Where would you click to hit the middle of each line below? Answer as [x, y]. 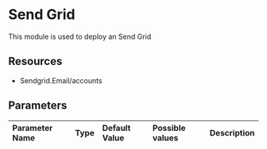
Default [116, 128]
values [165, 138]
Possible [169, 128]
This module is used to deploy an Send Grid [80, 36]
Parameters [38, 106]
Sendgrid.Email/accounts [61, 80]
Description [232, 132]
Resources [35, 61]
